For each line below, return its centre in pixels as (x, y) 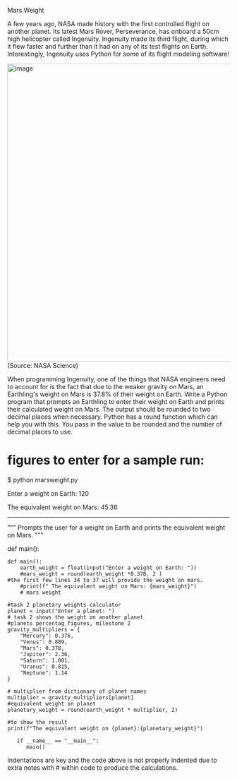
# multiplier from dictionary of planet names (77, 691)
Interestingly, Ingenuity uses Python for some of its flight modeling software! (119, 54)
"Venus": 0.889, (44, 642)
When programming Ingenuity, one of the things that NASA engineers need (116, 379)
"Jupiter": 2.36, (45, 654)
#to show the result (38, 722)
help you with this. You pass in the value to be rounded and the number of (115, 424)
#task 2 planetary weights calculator (64, 605)
